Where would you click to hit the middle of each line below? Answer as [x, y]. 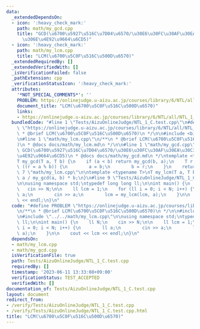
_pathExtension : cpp [37, 78]
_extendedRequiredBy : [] [42, 61]
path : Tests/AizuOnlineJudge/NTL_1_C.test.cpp [70, 261]
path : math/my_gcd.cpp [45, 28]
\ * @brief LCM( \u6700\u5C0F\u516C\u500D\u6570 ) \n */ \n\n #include [101, 134]
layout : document [28, 294]
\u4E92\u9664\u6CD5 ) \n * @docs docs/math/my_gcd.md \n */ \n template [102, 156]
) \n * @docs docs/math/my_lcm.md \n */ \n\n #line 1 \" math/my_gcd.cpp [104, 145]
